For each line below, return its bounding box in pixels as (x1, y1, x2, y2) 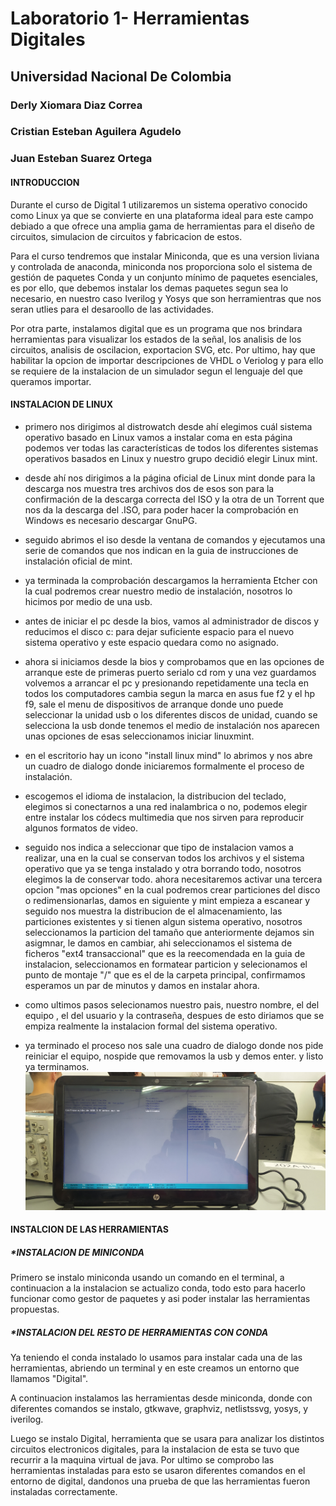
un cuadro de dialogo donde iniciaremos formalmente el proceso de (24, 760, 305, 772)
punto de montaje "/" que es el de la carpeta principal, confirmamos (24, 968, 306, 981)
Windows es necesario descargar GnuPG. (24, 514, 198, 526)
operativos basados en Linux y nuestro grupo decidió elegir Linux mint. (24, 452, 318, 464)
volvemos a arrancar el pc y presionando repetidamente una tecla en (24, 677, 309, 689)
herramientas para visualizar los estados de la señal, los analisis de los (10, 333, 302, 345)
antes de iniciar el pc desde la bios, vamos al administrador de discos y (24, 615, 320, 627)
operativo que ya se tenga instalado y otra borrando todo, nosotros (24, 862, 302, 874)
